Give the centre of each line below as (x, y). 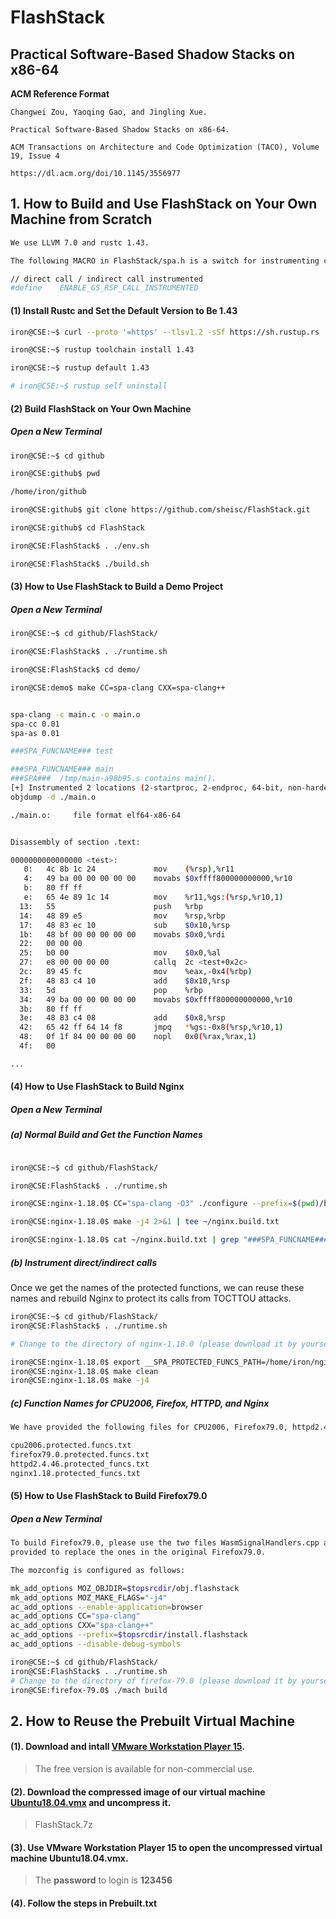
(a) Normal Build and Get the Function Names (106, 1135)
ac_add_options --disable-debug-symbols (96, 1644)
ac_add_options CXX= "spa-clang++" (82, 1626)
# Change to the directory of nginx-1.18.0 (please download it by (154, 1344)
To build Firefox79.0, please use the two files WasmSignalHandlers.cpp (165, 1543)
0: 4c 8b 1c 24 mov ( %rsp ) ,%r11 (129, 869)
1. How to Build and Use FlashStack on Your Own (164, 204)
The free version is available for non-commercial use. (145, 1769)
